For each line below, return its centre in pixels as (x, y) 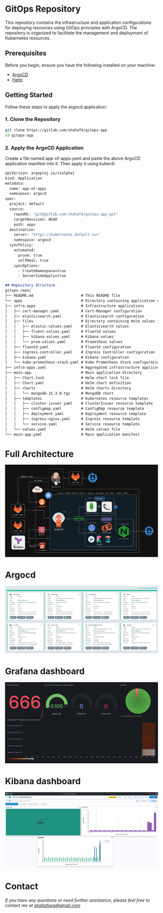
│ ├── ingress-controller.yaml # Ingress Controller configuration (80, 352)
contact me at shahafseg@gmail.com (43, 905)
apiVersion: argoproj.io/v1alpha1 (40, 173)
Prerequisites (26, 53)
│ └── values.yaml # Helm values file (63, 429)
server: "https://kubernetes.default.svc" (57, 235)
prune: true (30, 255)
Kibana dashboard (43, 781)
